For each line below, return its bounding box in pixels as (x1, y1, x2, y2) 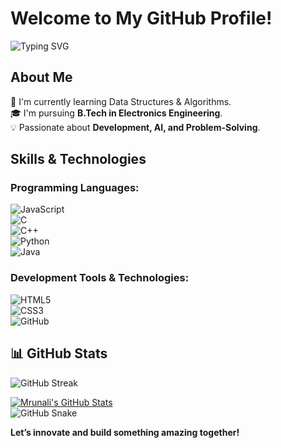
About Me (10, 69, 73, 86)
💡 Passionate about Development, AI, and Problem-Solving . (10, 121, 261, 133)
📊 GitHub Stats (10, 345, 108, 362)
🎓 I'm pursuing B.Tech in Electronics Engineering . (10, 107, 223, 119)
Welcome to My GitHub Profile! (10, 7, 273, 30)
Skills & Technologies (10, 151, 147, 168)
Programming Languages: (10, 181, 140, 195)
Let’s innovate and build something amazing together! (10, 426, 240, 438)
